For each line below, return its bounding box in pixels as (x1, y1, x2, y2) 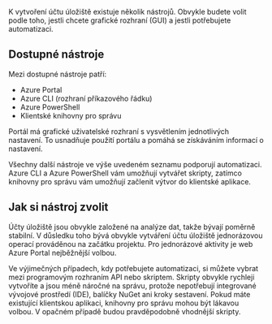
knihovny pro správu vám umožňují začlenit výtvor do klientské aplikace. (8, 176, 252, 186)
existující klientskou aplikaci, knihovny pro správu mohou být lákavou (8, 298, 240, 308)
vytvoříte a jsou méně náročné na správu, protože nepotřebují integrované (8, 280, 257, 291)
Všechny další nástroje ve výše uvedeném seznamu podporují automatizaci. (8, 159, 262, 169)
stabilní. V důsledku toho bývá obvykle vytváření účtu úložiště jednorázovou (8, 231, 263, 240)
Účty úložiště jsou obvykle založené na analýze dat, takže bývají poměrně (8, 222, 256, 231)
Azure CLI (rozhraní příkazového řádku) (19, 93, 153, 103)
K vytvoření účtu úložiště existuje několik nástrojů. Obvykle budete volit (8, 7, 247, 16)
